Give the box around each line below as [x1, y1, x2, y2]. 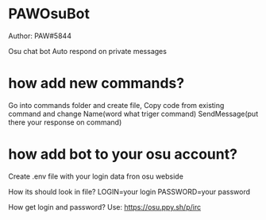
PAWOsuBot [8, 5, 90, 23]
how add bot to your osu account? [8, 145, 238, 164]
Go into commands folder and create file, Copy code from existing [8, 100, 225, 110]
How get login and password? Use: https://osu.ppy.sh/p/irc [8, 202, 201, 211]
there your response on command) [8, 117, 122, 127]
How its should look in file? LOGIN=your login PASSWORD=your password [8, 187, 250, 196]
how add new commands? [8, 75, 185, 92]
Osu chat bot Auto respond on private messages [8, 46, 167, 56]
